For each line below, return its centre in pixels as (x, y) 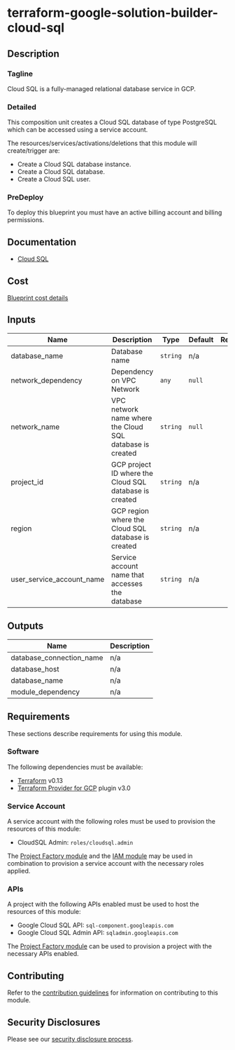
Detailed (22, 107)
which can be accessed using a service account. (78, 130)
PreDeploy (26, 198)
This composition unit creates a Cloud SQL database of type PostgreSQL (112, 122)
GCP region (130, 511)
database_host (35, 669)
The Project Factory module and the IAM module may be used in (100, 856)
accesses (127, 583)
